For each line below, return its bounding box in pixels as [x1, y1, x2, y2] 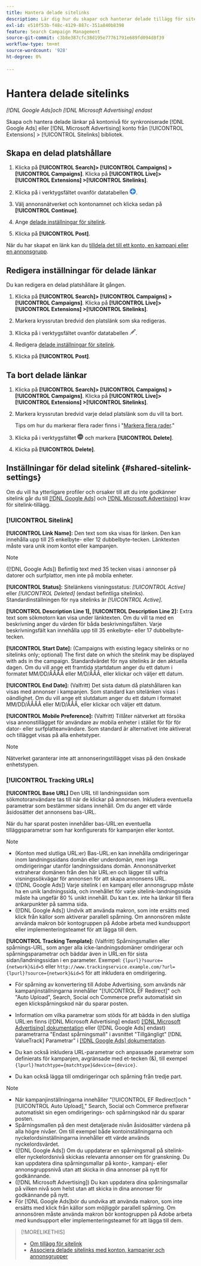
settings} [6, 473, 42, 483]
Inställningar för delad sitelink [6, 463, 120, 473]
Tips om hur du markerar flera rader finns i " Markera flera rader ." [14, 422, 175, 429]
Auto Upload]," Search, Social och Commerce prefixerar [50, 1103, 189, 1110]
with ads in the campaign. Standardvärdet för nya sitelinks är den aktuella [6, 658, 187, 665]
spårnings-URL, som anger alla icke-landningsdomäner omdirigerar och [6, 944, 184, 951]
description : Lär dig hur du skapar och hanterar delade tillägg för [6, 16, 184, 22]
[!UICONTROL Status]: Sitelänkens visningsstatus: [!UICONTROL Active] [6, 583, 185, 591]
